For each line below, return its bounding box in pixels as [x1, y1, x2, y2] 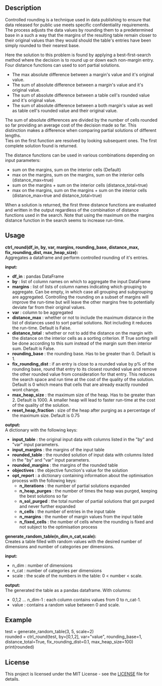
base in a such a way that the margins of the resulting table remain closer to [5, 32, 157, 38]
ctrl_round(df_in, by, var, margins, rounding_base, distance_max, [5, 244, 139, 250]
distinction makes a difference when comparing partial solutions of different [5, 127, 157, 133]
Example [5, 616, 32, 624]
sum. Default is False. [12, 345, 55, 351]
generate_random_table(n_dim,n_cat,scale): [5, 533, 97, 539]
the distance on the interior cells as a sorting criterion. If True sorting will [12, 335, 158, 341]
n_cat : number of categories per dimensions [12, 567, 102, 574]
